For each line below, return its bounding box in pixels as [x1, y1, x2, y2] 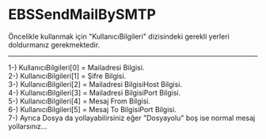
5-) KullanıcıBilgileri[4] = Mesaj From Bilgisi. [8, 96, 150, 106]
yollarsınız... [8, 121, 47, 131]
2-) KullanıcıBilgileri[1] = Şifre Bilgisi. [8, 71, 127, 81]
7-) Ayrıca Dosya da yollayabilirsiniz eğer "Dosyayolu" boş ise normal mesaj [8, 113, 256, 122]
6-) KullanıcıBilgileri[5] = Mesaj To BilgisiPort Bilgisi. [8, 104, 177, 114]
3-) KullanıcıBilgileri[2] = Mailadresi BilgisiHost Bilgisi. [8, 79, 182, 88]
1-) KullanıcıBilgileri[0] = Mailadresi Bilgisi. [8, 62, 145, 72]
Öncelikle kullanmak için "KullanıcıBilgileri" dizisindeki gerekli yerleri [8, 32, 230, 41]
